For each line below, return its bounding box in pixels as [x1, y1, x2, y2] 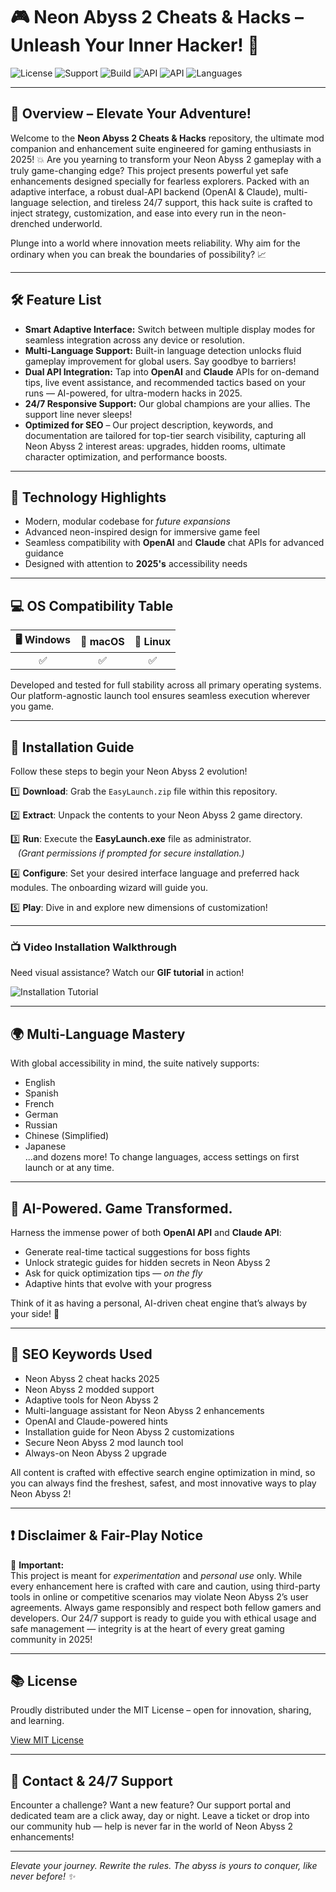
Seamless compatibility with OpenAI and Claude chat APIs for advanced [24, 537, 325, 549]
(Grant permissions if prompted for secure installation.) [17, 847, 245, 859]
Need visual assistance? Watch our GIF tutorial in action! [10, 967, 245, 979]
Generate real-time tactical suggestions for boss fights [24, 1245, 251, 1258]
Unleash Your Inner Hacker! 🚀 [10, 34, 260, 57]
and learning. [10, 1715, 65, 1727]
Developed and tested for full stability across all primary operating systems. [10, 679, 322, 691]
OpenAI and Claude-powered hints [24, 1415, 169, 1427]
